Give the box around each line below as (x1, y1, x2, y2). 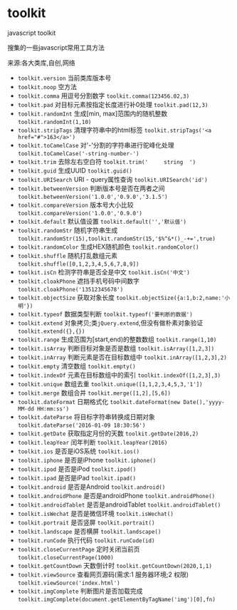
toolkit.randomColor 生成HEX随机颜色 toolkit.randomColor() (17, 242, 199, 251)
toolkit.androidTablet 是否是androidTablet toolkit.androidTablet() (17, 500, 221, 509)
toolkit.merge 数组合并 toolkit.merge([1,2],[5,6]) (17, 388, 171, 397)
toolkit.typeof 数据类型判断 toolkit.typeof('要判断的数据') (17, 309, 194, 318)
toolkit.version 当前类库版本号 (17, 73, 112, 82)
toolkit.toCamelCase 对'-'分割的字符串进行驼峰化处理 (17, 140, 174, 149)
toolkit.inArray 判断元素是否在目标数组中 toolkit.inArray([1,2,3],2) (17, 353, 228, 361)
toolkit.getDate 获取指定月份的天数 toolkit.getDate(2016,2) (17, 429, 199, 438)
